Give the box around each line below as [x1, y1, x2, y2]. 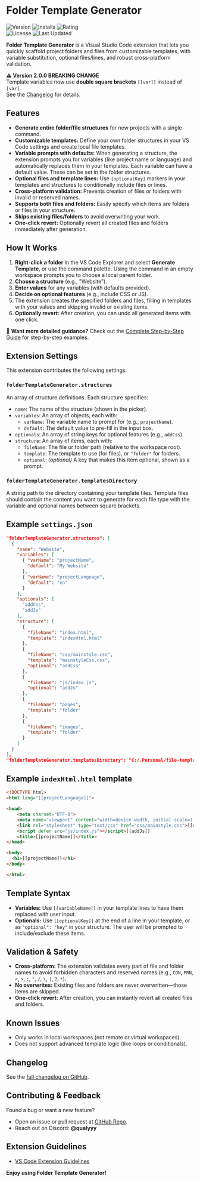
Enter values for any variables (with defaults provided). [14, 284, 151, 291]
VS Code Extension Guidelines [14, 1158, 90, 1165]
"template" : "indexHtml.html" [27, 635, 102, 641]
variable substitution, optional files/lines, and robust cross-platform [6, 54, 171, 61]
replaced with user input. [14, 910, 76, 918]
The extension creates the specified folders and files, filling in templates [14, 297, 192, 304]
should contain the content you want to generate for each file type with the [6, 495, 190, 503]
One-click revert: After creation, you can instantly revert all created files [14, 995, 193, 1002]
